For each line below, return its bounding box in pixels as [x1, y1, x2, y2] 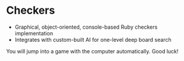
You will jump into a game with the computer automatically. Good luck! [6, 47, 179, 54]
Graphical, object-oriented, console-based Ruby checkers [14, 23, 158, 30]
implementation [14, 29, 54, 36]
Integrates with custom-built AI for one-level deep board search [14, 36, 171, 43]
